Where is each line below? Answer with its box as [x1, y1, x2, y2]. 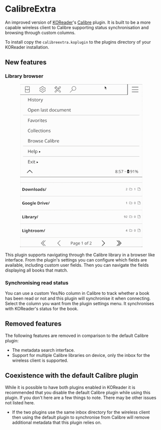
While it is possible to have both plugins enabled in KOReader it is [5, 384, 135, 390]
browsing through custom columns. [5, 30, 76, 35]
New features [5, 58, 47, 66]
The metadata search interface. [12, 347, 75, 353]
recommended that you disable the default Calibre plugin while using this [5, 389, 151, 395]
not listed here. [5, 399, 35, 405]
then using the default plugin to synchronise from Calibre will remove [12, 414, 150, 420]
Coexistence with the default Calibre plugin [5, 371, 139, 380]
